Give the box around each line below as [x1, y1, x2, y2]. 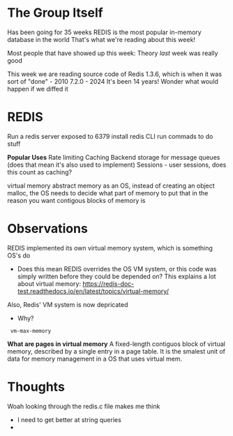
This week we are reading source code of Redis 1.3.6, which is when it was [7, 70, 222, 78]
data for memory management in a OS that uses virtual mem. [7, 354, 183, 363]
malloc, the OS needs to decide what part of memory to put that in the [7, 188, 209, 197]
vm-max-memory [10, 327, 52, 334]
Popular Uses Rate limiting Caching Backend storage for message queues [7, 153, 220, 161]
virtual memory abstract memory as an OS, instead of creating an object [7, 181, 215, 190]
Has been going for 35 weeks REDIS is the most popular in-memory [7, 28, 202, 36]
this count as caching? [7, 167, 72, 176]
